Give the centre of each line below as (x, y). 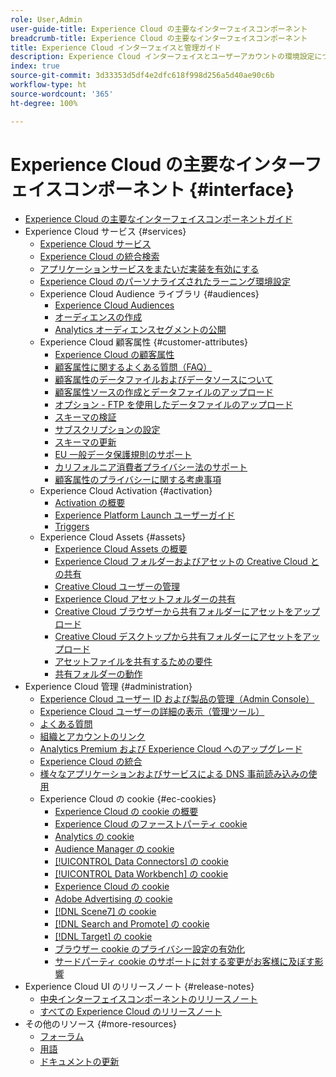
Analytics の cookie (94, 837)
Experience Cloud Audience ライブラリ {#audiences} (149, 294)
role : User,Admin (46, 19)
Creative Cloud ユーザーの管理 (117, 587)
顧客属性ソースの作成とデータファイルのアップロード (164, 392)
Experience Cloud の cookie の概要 (126, 812)
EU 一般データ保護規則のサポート (123, 455)
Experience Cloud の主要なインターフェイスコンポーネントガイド (158, 219)
